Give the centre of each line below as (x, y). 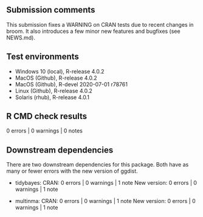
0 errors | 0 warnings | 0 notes (45, 131)
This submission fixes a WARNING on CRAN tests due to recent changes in (100, 24)
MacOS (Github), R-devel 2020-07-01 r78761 (71, 84)
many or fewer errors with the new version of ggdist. (72, 171)
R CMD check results (47, 116)
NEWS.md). (21, 37)
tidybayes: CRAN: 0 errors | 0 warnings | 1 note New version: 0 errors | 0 (106, 183)
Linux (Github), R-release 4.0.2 (53, 91)
